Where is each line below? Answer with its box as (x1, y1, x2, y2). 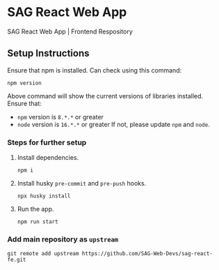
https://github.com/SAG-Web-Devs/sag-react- (81, 250, 213, 257)
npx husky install (17, 193, 71, 200)
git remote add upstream (7, 250, 79, 257)
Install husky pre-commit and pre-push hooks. (17, 179, 147, 188)
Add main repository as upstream (7, 234, 119, 244)
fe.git (7, 256, 26, 264)
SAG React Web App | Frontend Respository (7, 27, 133, 36)
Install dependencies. (17, 153, 79, 162)
